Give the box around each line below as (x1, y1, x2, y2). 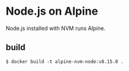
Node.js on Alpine (6, 4, 98, 18)
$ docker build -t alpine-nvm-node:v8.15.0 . (6, 58, 123, 65)
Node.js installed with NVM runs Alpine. (6, 24, 106, 32)
